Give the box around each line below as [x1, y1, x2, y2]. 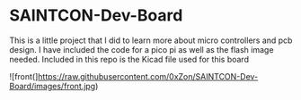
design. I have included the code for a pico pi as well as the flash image [9, 44, 274, 54]
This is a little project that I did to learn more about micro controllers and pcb [9, 35, 293, 46]
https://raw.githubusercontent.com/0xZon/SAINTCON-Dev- [37, 71, 259, 81]
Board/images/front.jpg [9, 80, 96, 91]
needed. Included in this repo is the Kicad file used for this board [9, 54, 250, 64]
